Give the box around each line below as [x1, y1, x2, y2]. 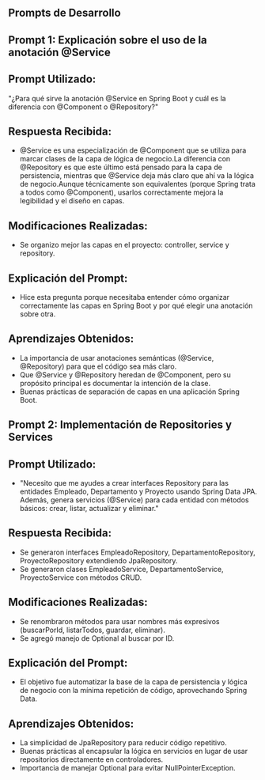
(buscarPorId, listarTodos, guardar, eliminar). [19, 625, 166, 634]
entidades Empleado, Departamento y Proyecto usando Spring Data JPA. [19, 487, 258, 497]
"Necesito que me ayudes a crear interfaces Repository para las [19, 479, 229, 488]
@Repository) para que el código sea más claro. [19, 362, 177, 371]
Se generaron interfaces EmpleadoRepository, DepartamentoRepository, [19, 547, 256, 557]
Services [8, 430, 54, 444]
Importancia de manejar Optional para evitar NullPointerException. [19, 763, 236, 773]
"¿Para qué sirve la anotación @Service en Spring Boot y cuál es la [8, 93, 227, 103]
